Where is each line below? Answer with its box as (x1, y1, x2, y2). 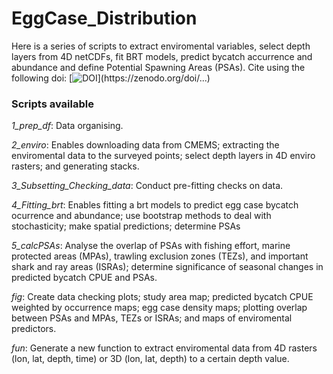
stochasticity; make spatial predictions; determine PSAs (11, 220, 241, 232)
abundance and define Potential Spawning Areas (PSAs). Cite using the (11, 61, 306, 73)
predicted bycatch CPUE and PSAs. (11, 272, 158, 284)
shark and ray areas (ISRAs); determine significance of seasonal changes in (11, 261, 324, 273)
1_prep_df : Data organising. (11, 120, 124, 132)
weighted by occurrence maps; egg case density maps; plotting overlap (11, 302, 308, 314)
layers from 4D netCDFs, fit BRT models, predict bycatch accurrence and (11, 50, 313, 62)
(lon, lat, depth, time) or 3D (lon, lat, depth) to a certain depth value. (11, 353, 290, 365)
